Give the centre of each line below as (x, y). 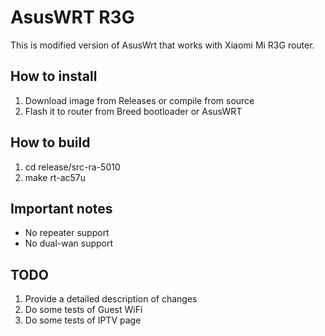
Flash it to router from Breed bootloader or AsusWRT (133, 111)
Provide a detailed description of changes (111, 299)
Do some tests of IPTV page (83, 320)
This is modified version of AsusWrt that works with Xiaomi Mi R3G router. (162, 45)
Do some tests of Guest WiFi (83, 310)
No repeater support (67, 233)
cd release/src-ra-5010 (72, 167)
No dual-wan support (69, 243)
